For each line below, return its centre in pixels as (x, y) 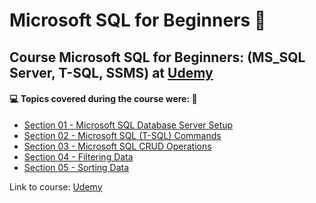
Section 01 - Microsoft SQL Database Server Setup (128, 125)
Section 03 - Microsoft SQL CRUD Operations (117, 146)
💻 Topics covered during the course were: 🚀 (103, 99)
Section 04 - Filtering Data (78, 156)
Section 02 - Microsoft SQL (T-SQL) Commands (122, 135)
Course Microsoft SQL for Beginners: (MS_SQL (157, 57)
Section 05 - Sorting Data (76, 167)
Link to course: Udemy (56, 186)
